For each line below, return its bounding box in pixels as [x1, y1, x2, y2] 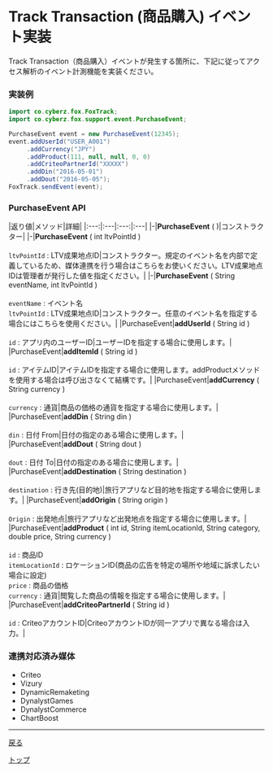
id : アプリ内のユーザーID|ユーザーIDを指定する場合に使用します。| [8, 338, 232, 347]
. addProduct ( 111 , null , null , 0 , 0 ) [26, 152, 151, 161]
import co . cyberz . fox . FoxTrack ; [8, 107, 118, 116]
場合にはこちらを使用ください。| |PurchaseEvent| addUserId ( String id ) [8, 319, 250, 329]
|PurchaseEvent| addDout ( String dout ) [8, 439, 142, 449]
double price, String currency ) [8, 532, 111, 542]
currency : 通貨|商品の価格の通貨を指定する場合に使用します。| [8, 403, 219, 412]
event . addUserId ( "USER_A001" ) [8, 137, 111, 146]
